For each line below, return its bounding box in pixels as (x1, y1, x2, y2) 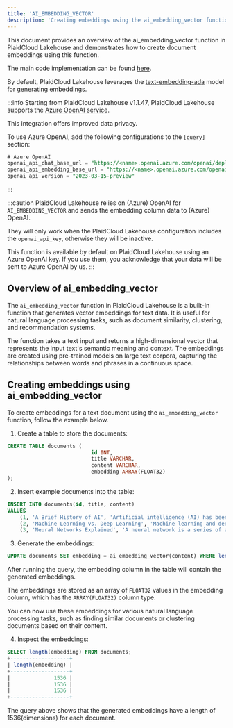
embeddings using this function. (7, 50, 99, 59)
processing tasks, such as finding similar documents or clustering (7, 614, 196, 622)
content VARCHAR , (91, 462, 141, 469)
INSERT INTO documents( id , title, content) (7, 501, 135, 508)
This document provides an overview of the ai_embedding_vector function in (7, 35, 226, 44)
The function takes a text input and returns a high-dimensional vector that (7, 336, 218, 345)
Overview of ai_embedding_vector (7, 283, 158, 295)
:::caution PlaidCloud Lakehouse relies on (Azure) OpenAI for (7, 199, 182, 207)
